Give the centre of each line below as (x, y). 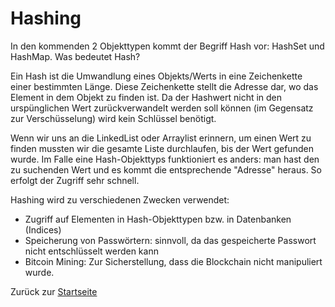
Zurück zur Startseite (54, 291)
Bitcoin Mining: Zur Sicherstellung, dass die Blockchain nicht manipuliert (173, 261)
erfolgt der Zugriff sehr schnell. (75, 180)
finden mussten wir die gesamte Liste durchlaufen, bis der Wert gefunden (162, 148)
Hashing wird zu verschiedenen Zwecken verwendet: (120, 199)
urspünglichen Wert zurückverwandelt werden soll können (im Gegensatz (162, 108)
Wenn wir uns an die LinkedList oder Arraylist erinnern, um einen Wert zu (161, 138)
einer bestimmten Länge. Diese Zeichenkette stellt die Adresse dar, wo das (164, 86)
